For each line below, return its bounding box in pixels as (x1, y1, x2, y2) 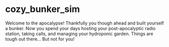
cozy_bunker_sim (5, 3, 80, 15)
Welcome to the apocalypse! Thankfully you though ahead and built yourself (5, 20, 164, 26)
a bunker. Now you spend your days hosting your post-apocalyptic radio (5, 25, 156, 31)
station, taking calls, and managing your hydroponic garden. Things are (5, 30, 153, 36)
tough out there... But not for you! (5, 36, 75, 42)
